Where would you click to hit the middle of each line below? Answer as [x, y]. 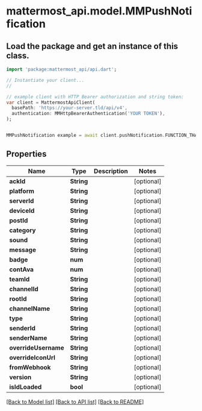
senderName [28, 337]
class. [18, 55]
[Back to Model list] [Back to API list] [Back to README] [75, 401]
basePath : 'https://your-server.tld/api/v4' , [70, 108]
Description [111, 171]
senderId [23, 328]
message [23, 249]
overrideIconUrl [32, 357]
